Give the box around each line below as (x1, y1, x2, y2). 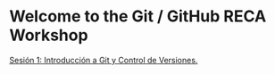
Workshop (9, 25, 88, 45)
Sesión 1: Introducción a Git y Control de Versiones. (9, 54, 198, 65)
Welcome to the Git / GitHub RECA (9, 6, 267, 27)
